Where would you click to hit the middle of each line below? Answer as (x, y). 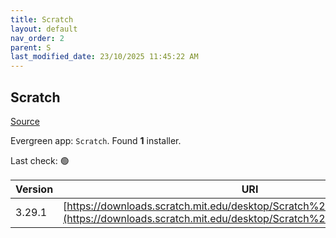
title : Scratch (42, 19)
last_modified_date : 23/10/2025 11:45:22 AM (104, 57)
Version (34, 189)
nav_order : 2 (37, 38)
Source (25, 121)
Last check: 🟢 (40, 160)
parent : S (31, 47)
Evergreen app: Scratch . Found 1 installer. (96, 140)
